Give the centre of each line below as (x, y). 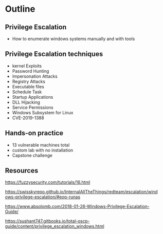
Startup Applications (33, 97)
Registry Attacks (28, 81)
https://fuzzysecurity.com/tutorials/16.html (48, 182)
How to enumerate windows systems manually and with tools (73, 39)
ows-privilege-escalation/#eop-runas (43, 197)
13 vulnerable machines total (41, 145)
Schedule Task (27, 92)
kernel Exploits (27, 66)
